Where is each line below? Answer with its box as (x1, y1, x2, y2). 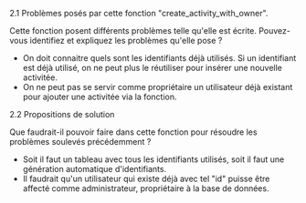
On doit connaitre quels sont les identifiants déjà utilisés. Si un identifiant (22, 53, 297, 63)
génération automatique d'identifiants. (22, 164, 167, 174)
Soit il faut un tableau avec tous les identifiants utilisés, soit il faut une (22, 154, 285, 165)
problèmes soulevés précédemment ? (9, 137, 152, 147)
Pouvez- (259, 25, 290, 36)
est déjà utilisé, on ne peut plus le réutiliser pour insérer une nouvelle (22, 63, 283, 73)
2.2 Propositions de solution (9, 109, 115, 119)
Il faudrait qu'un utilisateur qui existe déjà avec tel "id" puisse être (22, 173, 270, 184)
